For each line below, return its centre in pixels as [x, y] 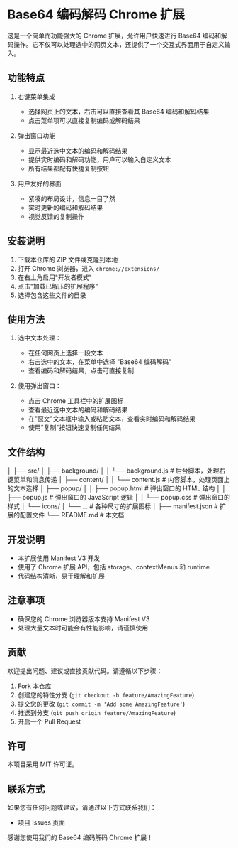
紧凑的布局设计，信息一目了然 [72, 198]
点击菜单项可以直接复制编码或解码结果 [84, 120]
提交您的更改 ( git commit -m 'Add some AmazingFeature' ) [101, 704]
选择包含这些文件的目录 [52, 295]
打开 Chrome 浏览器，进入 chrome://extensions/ [89, 268]
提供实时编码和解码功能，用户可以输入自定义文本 [100, 159]
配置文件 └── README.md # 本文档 [72, 515]
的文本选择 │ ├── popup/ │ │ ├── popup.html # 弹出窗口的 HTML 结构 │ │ [117, 488]
